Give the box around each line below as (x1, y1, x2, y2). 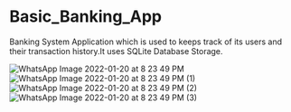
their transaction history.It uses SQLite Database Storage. (9, 45, 223, 56)
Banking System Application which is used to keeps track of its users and (9, 36, 283, 47)
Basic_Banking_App (9, 6, 163, 27)
